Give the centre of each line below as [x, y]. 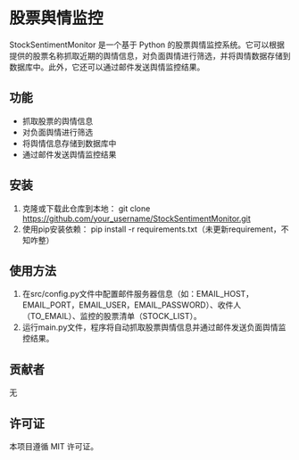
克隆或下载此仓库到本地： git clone [86, 208]
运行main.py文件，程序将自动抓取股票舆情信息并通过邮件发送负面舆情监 [154, 327]
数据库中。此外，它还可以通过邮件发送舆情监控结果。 [107, 67]
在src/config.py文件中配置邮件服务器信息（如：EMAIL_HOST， [138, 294]
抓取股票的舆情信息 [58, 120]
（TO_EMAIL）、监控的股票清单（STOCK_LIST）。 [112, 316]
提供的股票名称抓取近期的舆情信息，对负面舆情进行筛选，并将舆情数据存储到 [150, 55]
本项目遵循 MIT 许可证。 [54, 446]
